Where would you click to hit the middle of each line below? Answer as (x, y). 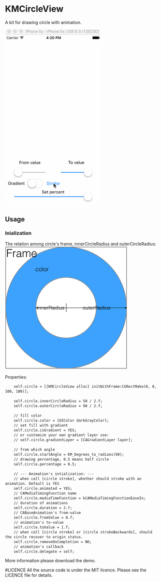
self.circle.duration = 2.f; (43, 508)
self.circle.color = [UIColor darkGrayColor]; (61, 420)
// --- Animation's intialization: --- (54, 474)
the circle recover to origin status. (44, 537)
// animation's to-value (39, 522)
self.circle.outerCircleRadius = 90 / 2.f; (58, 406)
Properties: (16, 377)
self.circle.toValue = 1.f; (42, 527)
